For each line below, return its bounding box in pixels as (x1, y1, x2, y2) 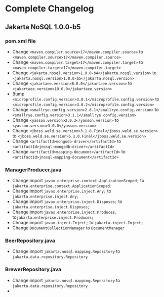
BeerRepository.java (5, 237, 55, 244)
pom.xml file (5, 38, 36, 45)
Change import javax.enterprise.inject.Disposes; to (12, 198, 123, 204)
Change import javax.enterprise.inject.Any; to (12, 188, 111, 194)
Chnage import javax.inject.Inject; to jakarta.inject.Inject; (12, 220, 144, 226)
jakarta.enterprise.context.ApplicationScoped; (12, 184, 112, 189)
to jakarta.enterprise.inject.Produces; (12, 214, 94, 220)
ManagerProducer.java (5, 166, 62, 173)
